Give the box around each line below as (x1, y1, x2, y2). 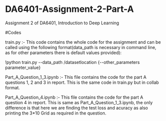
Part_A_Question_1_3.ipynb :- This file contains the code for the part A (5, 74, 147, 80)
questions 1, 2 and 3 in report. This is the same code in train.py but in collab (5, 79, 159, 85)
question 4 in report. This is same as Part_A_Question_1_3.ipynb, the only (5, 99, 153, 105)
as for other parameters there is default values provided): (5, 50, 122, 56)
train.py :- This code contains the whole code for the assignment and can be (5, 39, 161, 45)
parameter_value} (5, 64, 41, 70)
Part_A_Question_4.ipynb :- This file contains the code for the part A (5, 94, 143, 100)
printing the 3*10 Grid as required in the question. (5, 110, 107, 116)
